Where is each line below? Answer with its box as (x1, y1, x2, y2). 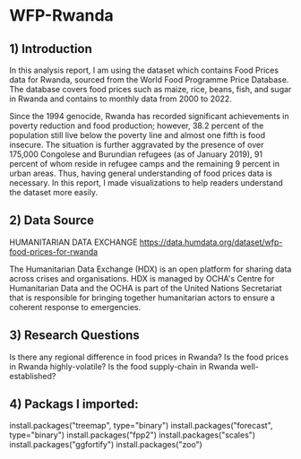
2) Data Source (9, 212, 95, 229)
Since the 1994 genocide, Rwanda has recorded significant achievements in (9, 111, 289, 121)
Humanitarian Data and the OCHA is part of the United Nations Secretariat (9, 282, 282, 293)
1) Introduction (9, 41, 92, 56)
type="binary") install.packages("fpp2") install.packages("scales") (9, 429, 256, 440)
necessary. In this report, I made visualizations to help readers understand (9, 178, 284, 188)
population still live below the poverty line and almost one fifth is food (9, 130, 266, 140)
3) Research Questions (9, 328, 141, 343)
